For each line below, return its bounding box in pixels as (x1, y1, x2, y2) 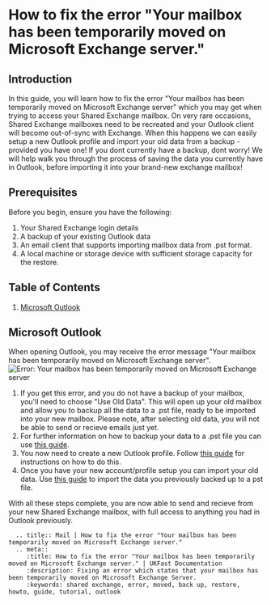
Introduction (8, 72, 73, 86)
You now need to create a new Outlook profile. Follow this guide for (19, 449, 245, 458)
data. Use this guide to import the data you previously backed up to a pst (19, 475, 264, 484)
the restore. (19, 257, 59, 267)
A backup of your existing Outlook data (19, 231, 151, 241)
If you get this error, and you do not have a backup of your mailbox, (19, 388, 245, 398)
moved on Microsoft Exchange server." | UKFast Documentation (8, 560, 222, 568)
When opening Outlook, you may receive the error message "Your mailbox (8, 347, 256, 357)
